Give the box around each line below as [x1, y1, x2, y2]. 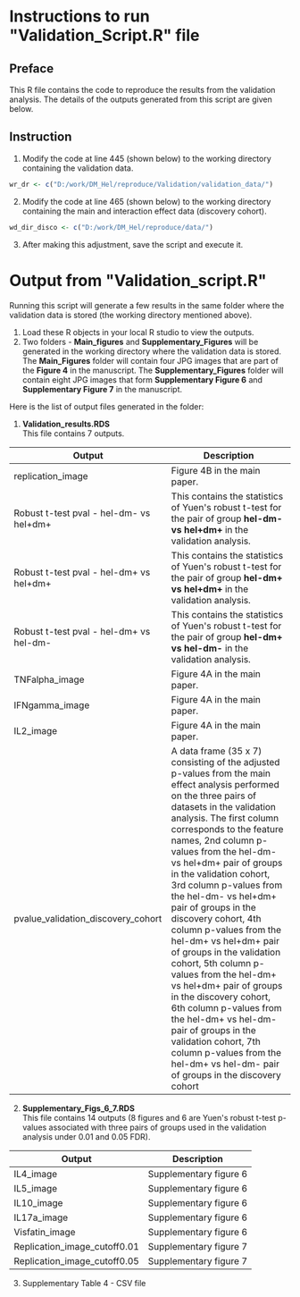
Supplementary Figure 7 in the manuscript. [21, 383, 183, 394]
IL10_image [13, 1196, 63, 1209]
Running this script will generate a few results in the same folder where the [9, 299, 285, 310]
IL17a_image [13, 1211, 69, 1224]
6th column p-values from [171, 1001, 283, 1014]
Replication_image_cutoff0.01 [13, 1240, 140, 1252]
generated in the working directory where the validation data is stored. [21, 346, 282, 357]
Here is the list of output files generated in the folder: [9, 400, 204, 412]
